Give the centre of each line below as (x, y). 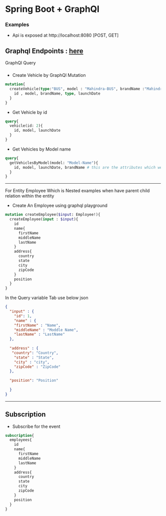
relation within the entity (30, 196)
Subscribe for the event (36, 426)
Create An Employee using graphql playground (60, 206)
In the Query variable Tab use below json (47, 298)
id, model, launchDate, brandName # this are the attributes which (85, 167)
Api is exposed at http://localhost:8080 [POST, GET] (65, 35)
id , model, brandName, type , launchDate (57, 93)
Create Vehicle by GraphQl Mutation (49, 75)
